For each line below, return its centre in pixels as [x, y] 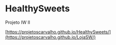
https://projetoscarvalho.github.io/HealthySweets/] [59, 32]
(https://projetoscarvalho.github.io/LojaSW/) [51, 37]
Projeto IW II [18, 22]
